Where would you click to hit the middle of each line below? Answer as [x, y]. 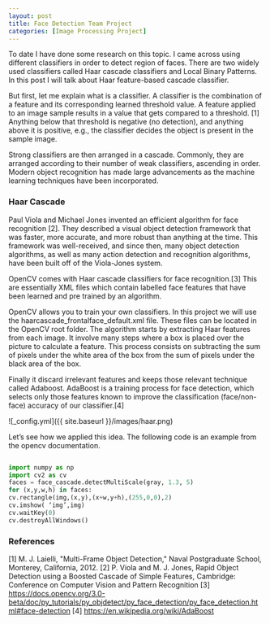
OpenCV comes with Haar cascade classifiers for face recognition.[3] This [133, 278]
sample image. [33, 139]
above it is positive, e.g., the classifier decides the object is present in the [131, 130]
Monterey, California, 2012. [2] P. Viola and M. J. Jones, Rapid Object [124, 567]
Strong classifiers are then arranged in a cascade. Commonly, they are [126, 155]
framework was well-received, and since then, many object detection [124, 246]
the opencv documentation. [55, 445]
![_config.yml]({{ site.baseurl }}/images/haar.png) [91, 421]
